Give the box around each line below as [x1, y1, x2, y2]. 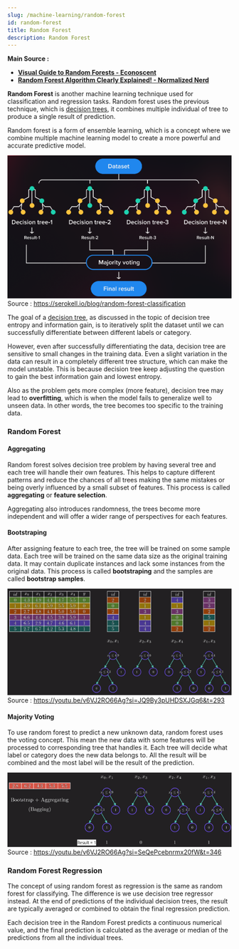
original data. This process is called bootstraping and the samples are [7, 566, 213, 575]
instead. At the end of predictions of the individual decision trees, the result [7, 896, 228, 905]
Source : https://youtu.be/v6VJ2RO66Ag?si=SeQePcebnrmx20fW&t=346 [7, 848, 222, 856]
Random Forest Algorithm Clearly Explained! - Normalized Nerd [17, 76, 210, 85]
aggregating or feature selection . [7, 490, 108, 499]
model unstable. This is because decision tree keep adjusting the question [7, 365, 225, 373]
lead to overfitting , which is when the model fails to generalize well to [7, 394, 212, 403]
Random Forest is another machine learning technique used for [7, 90, 193, 98]
